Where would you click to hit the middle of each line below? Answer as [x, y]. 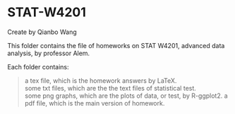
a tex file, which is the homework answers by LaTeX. [101, 80]
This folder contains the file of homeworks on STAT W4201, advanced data [116, 45]
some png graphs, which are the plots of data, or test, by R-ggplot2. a [126, 96]
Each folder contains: [38, 67]
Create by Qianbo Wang [42, 32]
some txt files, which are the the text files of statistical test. [110, 88]
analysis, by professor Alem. [49, 53]
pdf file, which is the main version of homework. [95, 103]
